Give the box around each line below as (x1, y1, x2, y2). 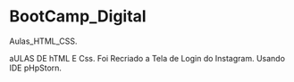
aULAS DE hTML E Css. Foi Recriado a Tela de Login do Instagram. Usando (9, 53, 286, 63)
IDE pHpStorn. (9, 62, 63, 73)
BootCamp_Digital (9, 6, 147, 27)
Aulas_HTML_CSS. (9, 36, 78, 46)
